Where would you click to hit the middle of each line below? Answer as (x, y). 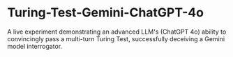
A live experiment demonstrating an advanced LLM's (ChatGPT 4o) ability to (117, 32)
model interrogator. (35, 46)
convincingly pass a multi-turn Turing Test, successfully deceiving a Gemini (116, 38)
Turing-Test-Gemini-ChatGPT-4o (106, 13)
